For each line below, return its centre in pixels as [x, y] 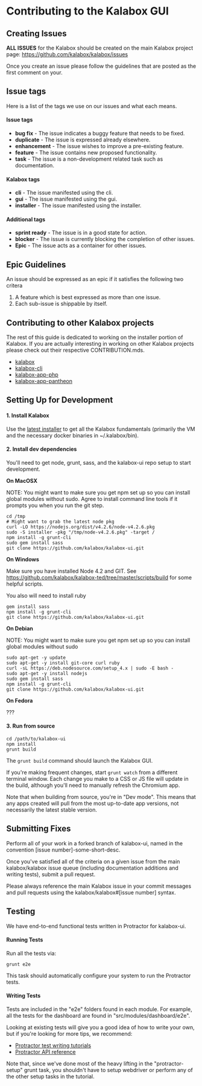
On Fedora [20, 700]
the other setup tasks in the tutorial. [50, 1076]
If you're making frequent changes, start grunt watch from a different [92, 772]
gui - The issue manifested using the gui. [66, 199]
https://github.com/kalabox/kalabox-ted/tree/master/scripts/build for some [99, 577]
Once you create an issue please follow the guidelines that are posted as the [101, 66]
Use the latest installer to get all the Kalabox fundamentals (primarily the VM [101, 429]
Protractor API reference [45, 1052]
